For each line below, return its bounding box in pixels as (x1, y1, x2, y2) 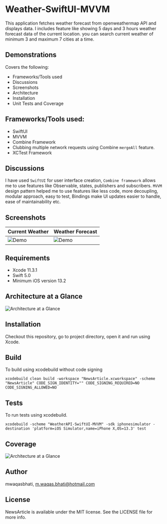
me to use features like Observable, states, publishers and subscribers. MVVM (5, 183, 162, 189)
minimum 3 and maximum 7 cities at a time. (5, 36, 94, 42)
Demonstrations (5, 51, 56, 59)
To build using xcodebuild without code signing (5, 366, 102, 372)
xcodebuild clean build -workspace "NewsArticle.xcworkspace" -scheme (5, 376, 155, 381)
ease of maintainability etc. (5, 199, 61, 205)
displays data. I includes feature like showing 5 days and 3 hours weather (5, 25, 156, 31)
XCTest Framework (12, 150, 52, 156)
